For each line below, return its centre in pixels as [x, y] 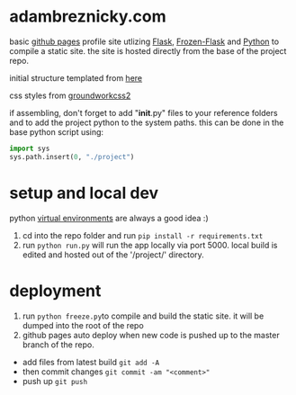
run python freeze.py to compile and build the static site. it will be [143, 316]
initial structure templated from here [76, 77]
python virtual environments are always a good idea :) [109, 218]
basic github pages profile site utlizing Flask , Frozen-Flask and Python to [144, 41]
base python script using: [57, 131]
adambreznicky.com [88, 17]
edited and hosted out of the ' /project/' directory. [113, 255]
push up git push [55, 381]
